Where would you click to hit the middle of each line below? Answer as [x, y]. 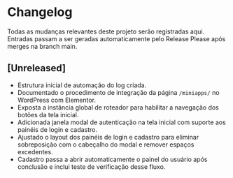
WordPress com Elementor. [57, 100]
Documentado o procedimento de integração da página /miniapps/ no [118, 92]
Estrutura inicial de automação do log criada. [82, 85]
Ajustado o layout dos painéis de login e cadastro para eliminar [108, 137]
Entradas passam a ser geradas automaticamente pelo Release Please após [116, 38]
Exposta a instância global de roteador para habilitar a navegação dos [118, 107]
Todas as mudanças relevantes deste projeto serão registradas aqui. [106, 31]
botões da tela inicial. [48, 114]
